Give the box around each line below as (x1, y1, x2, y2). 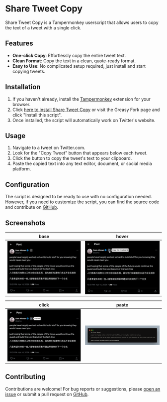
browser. (12, 101, 31, 107)
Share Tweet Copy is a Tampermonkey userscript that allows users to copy (5, 19, 159, 25)
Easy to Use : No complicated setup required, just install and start (12, 63, 146, 69)
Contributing (5, 373, 46, 381)
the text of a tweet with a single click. (5, 24, 82, 30)
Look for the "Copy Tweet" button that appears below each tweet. (12, 150, 148, 156)
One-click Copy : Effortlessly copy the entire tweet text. (12, 52, 126, 58)
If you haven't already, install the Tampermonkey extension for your (12, 96, 151, 102)
